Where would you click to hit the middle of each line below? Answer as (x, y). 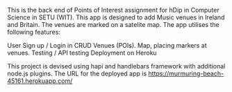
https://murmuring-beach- (186, 73)
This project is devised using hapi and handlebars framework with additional (116, 66)
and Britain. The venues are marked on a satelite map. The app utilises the (114, 25)
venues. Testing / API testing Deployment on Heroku (82, 53)
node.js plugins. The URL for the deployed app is (77, 73)
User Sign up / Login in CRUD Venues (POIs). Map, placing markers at (107, 45)
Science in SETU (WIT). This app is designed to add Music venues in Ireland (116, 17)
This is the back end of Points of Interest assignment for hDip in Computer (114, 10)
